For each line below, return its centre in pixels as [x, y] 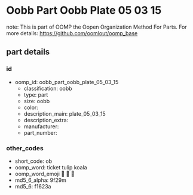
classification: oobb [48, 88]
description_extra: [46, 120]
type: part [36, 95]
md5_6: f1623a [33, 186]
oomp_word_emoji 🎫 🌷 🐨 [45, 174]
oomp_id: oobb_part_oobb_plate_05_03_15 [67, 82]
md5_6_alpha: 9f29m [41, 180]
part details [28, 52]
